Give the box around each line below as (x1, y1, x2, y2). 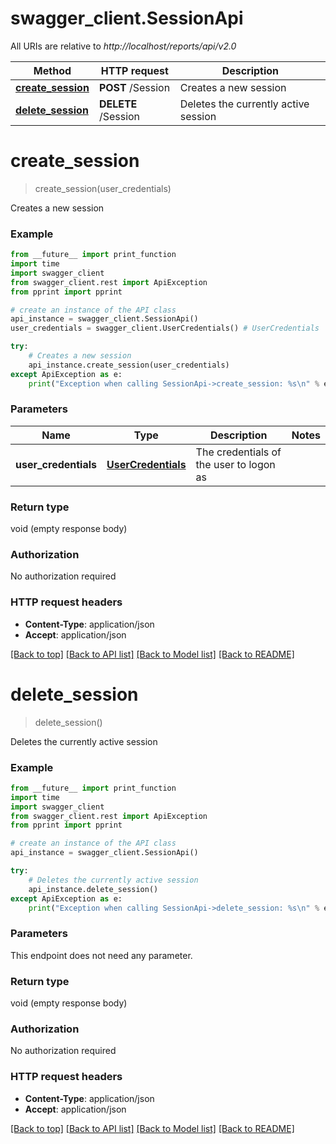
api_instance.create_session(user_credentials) (28, 360, 230, 370)
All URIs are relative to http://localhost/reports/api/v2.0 (10, 40, 237, 52)
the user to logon (195, 457, 276, 471)
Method (33, 63, 72, 77)
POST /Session (98, 80, 171, 94)
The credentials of (195, 445, 282, 459)
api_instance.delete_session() (28, 884, 159, 894)
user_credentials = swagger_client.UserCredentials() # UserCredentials (10, 323, 320, 334)
